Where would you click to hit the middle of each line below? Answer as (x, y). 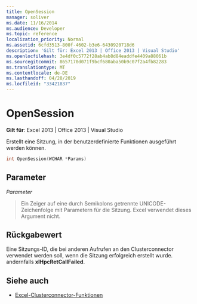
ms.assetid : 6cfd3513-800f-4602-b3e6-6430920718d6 (70, 45)
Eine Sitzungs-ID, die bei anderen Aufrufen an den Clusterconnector (90, 249)
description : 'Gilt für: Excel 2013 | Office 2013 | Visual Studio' (93, 51)
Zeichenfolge (37, 210)
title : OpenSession (30, 12)
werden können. (26, 148)
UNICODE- (153, 203)
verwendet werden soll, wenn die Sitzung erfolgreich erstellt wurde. (90, 256)
